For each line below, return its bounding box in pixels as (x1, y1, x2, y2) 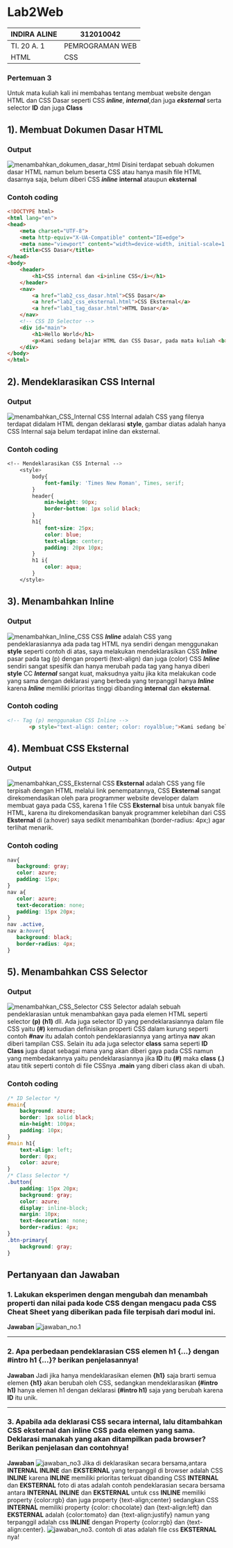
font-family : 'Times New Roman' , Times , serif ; (44, 480, 185, 487)
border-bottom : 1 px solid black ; (44, 505, 141, 512)
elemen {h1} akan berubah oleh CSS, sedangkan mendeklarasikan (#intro (7, 1379, 218, 1387)
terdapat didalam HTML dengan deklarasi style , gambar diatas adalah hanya (7, 419, 226, 428)
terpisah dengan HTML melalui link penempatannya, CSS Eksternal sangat (7, 786, 221, 795)
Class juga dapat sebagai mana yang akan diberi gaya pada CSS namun (7, 1047, 214, 1055)
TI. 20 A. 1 (10, 41, 45, 51)
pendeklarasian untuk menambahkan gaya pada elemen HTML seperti (7, 1010, 208, 1018)
